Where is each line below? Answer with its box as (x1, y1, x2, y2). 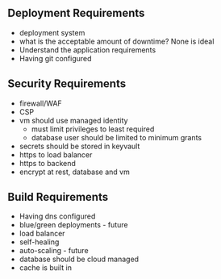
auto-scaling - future (19, 246, 90, 256)
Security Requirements (7, 77, 127, 91)
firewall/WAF (19, 98, 62, 108)
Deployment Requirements (7, 6, 145, 20)
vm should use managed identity (19, 115, 128, 125)
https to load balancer (19, 149, 93, 160)
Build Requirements (7, 190, 109, 204)
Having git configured (19, 53, 92, 63)
